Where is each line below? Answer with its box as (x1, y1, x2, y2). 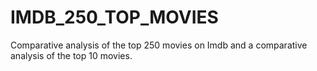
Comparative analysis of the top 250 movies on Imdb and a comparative (10, 39, 308, 51)
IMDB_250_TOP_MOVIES (10, 6, 219, 29)
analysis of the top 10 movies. (10, 49, 133, 61)
